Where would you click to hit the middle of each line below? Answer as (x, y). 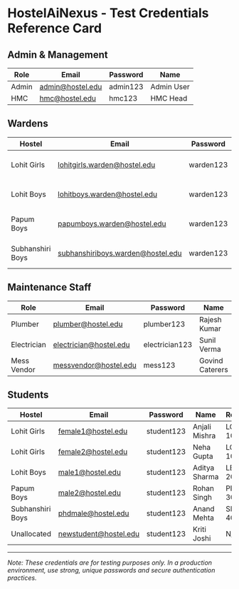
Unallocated (31, 534)
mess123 (159, 365)
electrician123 (168, 344)
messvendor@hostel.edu (95, 365)
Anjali (202, 427)
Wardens (28, 124)
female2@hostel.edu (93, 452)
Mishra (204, 436)
